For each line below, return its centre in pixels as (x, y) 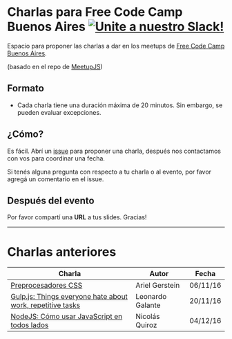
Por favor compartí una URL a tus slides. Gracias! (77, 217)
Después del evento (51, 200)
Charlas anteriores (62, 251)
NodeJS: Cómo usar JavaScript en (67, 317)
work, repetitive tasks (46, 305)
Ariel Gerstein (158, 286)
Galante (148, 305)
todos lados (30, 325)
